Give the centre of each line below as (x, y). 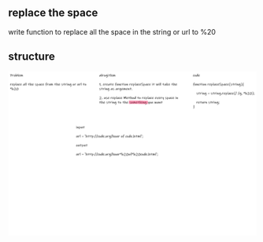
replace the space (53, 13)
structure (31, 57)
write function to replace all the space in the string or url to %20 (112, 31)
